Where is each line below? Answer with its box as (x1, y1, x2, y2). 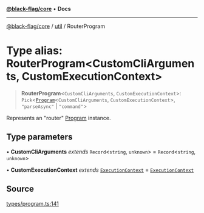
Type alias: (6, 44, 63, 58)
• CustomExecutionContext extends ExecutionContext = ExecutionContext (6, 166, 194, 174)
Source (6, 184, 35, 194)
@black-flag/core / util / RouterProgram (6, 22, 105, 30)
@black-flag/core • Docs (6, 5, 71, 12)
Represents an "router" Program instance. (6, 114, 111, 121)
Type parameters (6, 132, 73, 142)
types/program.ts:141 (6, 200, 59, 207)
